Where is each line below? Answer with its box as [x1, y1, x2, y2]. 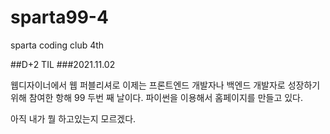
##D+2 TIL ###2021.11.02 [10, 58, 116, 70]
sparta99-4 [10, 6, 109, 29]
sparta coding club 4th [10, 39, 105, 51]
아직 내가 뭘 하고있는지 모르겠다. [10, 112, 137, 125]
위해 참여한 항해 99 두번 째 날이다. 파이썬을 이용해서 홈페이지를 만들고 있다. [10, 91, 304, 103]
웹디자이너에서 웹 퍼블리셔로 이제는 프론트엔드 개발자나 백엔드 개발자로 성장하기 [10, 79, 321, 91]
